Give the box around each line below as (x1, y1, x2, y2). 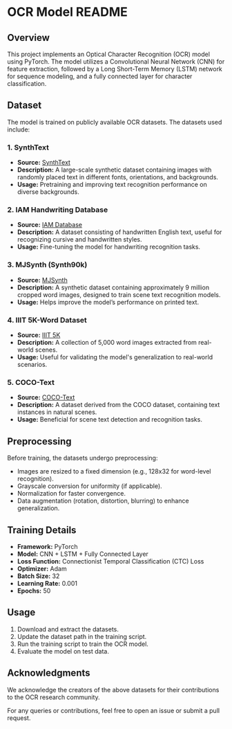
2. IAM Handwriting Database (7, 205, 108, 215)
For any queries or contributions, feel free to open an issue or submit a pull (7, 706, 220, 714)
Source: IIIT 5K (17, 331, 61, 339)
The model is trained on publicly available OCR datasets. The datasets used (7, 118, 222, 126)
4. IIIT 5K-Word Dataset (7, 315, 88, 325)
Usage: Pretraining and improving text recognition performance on (17, 181, 207, 189)
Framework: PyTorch (17, 542, 78, 550)
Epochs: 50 (17, 586, 51, 595)
